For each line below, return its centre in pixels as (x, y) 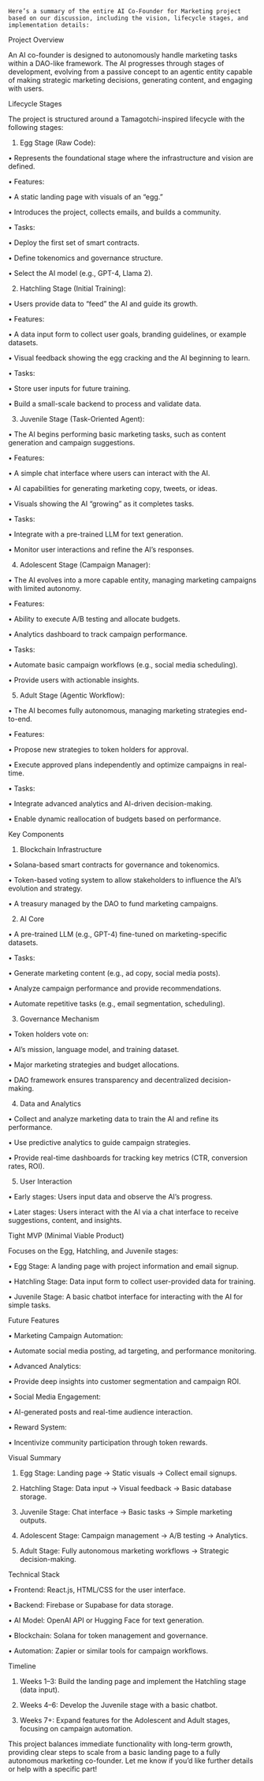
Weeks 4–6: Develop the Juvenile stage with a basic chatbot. (119, 1705)
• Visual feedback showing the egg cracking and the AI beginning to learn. (129, 358)
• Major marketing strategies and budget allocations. (94, 1065)
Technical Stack (34, 1575)
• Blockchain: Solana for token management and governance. (108, 1636)
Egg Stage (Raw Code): (58, 143)
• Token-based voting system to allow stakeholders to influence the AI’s (125, 880)
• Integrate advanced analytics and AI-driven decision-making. (110, 803)
